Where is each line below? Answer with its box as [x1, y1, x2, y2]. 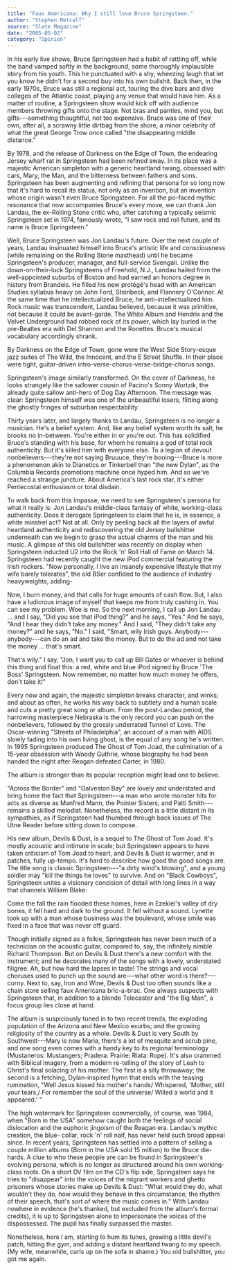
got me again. [7, 1255, 46, 1263]
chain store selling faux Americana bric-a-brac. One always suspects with [7, 987, 218, 995]
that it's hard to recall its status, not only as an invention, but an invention [7, 186, 216, 195]
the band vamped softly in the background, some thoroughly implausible [7, 62, 215, 71]
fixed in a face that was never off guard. [7, 921, 121, 930]
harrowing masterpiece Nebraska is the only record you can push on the [7, 713, 214, 721]
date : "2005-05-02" [7, 29, 64, 37]
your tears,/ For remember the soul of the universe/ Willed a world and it [7, 1088, 213, 1097]
